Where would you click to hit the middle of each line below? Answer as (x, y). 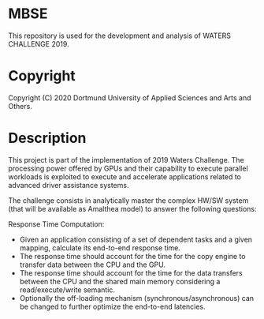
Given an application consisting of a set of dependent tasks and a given (136, 239)
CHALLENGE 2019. (39, 43)
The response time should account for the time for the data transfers (131, 272)
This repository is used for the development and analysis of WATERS (119, 36)
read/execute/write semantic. (67, 290)
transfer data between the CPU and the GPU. (92, 265)
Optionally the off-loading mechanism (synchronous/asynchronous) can (137, 298)
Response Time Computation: (56, 224)
